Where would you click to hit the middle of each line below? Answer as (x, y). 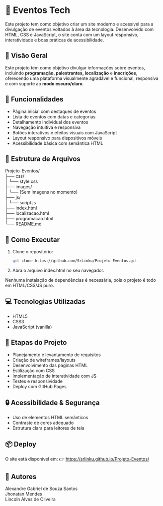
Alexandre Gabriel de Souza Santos (41, 489)
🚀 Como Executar (33, 240)
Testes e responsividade (38, 381)
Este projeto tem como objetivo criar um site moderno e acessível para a (79, 24)
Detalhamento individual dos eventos (50, 122)
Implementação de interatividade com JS (54, 376)
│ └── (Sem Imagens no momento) (41, 192)
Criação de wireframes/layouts (44, 360)
